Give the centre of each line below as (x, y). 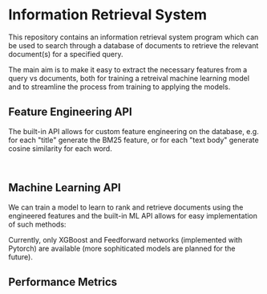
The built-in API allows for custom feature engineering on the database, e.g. (133, 131)
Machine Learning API (65, 188)
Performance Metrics (63, 282)
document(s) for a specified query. (66, 54)
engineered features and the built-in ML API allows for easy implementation (133, 215)
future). (21, 257)
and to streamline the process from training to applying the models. (119, 87)
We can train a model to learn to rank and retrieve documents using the (126, 207)
